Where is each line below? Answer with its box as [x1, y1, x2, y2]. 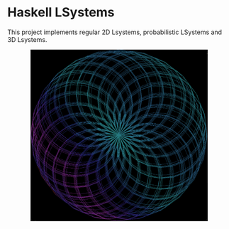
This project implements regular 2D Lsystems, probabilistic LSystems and [7, 28, 222, 36]
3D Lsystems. [7, 35, 48, 43]
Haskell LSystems [7, 4, 115, 21]
